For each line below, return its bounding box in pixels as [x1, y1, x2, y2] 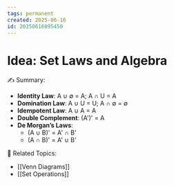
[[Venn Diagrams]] [17, 163, 70, 171]
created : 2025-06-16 [7, 17, 67, 23]
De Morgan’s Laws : [17, 121, 74, 130]
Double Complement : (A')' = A [17, 114, 105, 122]
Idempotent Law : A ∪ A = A [17, 106, 97, 115]
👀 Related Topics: [7, 149, 57, 157]
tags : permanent [7, 10, 54, 17]
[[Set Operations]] [17, 170, 69, 178]
